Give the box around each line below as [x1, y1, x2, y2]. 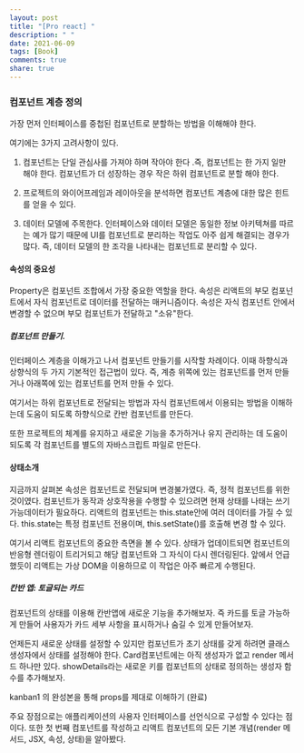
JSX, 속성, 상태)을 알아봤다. [28, 733, 127, 744]
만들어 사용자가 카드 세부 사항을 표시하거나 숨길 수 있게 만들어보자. [18, 618, 254, 629]
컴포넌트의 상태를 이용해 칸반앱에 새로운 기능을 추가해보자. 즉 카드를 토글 [9, 607, 266, 618]
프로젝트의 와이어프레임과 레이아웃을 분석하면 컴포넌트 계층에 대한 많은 [22, 187, 273, 198]
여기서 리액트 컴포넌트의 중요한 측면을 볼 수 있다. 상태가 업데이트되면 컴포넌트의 [9, 537, 290, 548]
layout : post [9, 13, 59, 23]
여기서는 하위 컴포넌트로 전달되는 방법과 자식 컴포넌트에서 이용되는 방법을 [9, 397, 270, 408]
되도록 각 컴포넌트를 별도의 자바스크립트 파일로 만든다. [9, 439, 201, 450]
